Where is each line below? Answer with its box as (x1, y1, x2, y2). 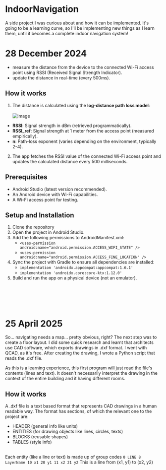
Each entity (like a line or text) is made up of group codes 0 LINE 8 (5, 454, 141, 460)
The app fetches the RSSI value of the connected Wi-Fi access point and (12, 153, 161, 159)
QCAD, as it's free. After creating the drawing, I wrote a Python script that (5, 350, 155, 356)
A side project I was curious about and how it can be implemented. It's (5, 20, 149, 26)
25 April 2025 (5, 318, 63, 329)
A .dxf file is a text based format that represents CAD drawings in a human (5, 403, 157, 409)
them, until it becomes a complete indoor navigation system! (5, 30, 128, 36)
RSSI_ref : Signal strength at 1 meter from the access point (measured (12, 128, 155, 134)
